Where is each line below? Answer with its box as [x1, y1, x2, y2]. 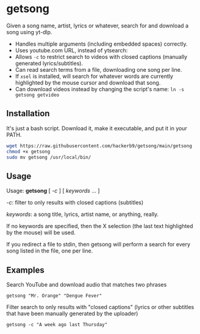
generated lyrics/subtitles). [15, 60, 84, 67]
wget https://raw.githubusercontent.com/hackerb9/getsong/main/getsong [6, 142, 192, 149]
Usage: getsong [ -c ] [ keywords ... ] [6, 187, 100, 195]
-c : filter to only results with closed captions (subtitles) [6, 199, 144, 206]
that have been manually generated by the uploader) [6, 310, 138, 317]
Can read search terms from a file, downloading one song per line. [15, 66, 182, 73]
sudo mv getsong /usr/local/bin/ [6, 154, 91, 160]
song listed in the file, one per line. [6, 247, 93, 254]
